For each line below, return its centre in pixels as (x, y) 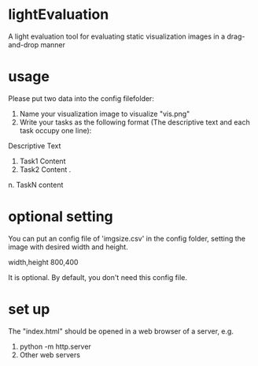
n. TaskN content (36, 185)
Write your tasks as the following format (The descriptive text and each (135, 122)
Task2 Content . (45, 169)
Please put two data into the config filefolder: (81, 98)
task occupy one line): (55, 130)
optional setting (61, 217)
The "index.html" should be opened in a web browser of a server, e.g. (121, 331)
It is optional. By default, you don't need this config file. (98, 277)
